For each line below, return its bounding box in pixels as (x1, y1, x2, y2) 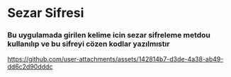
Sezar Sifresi (7, 5, 84, 21)
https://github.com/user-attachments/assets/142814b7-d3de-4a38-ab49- (7, 55, 224, 64)
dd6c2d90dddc (7, 62, 53, 71)
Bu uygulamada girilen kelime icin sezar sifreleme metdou (7, 30, 211, 40)
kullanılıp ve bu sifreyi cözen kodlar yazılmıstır (7, 39, 170, 49)
